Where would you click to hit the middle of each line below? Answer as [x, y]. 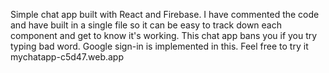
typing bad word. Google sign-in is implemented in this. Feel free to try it [159, 46]
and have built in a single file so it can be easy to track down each [146, 25]
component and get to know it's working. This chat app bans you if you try [164, 35]
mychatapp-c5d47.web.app [67, 57]
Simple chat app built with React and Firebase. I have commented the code [165, 14]
